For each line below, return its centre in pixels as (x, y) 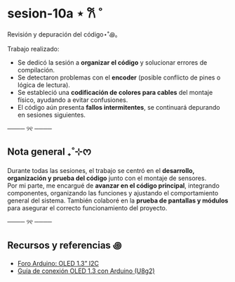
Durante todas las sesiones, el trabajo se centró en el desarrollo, (101, 170)
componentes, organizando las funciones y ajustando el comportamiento (113, 193)
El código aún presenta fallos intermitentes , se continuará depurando (119, 107)
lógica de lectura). (43, 84)
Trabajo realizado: (33, 49)
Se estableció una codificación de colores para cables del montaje (115, 92)
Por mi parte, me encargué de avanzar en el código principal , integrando (113, 185)
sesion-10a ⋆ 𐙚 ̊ (53, 14)
